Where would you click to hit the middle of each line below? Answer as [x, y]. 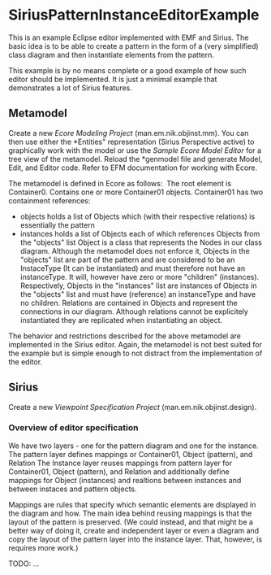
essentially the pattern [58, 224]
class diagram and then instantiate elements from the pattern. [112, 54]
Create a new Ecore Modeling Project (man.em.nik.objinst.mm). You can [129, 133]
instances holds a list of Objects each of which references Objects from [140, 233]
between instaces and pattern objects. [73, 489]
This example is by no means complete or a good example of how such [127, 70]
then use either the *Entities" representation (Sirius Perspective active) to [131, 142]
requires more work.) [43, 547]
